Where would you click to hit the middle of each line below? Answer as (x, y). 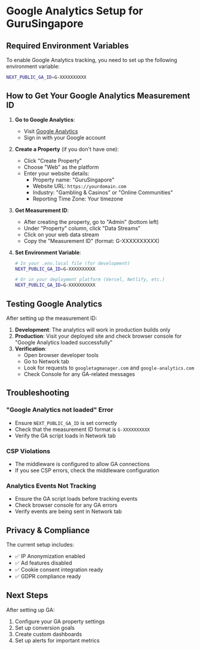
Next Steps (27, 595)
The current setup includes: (40, 545)
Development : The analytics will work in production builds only (93, 330)
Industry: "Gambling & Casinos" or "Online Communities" (103, 192)
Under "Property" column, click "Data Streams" (82, 228)
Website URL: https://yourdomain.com (79, 186)
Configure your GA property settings (60, 621)
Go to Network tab (47, 361)
